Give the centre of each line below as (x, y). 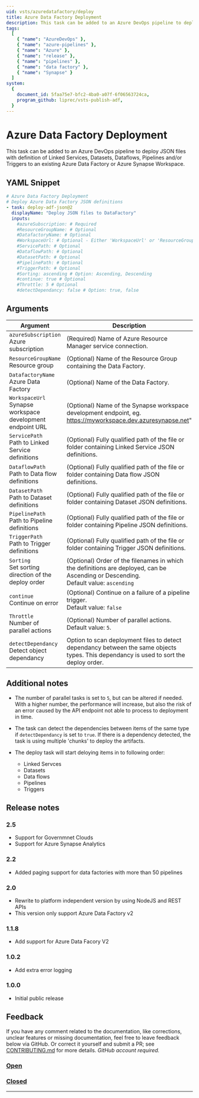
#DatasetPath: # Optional (49, 257)
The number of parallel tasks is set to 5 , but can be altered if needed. (99, 698)
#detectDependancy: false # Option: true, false (78, 291)
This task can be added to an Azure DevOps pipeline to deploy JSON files (96, 152)
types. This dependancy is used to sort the (126, 655)
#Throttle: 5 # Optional (47, 285)
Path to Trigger (30, 543)
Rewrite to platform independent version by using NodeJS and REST (98, 900)
